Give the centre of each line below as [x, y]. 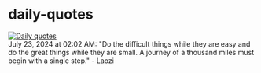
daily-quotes [51, 14]
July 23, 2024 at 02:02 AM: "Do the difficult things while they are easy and [129, 43]
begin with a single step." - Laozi [61, 61]
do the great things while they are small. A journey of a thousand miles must [131, 52]
